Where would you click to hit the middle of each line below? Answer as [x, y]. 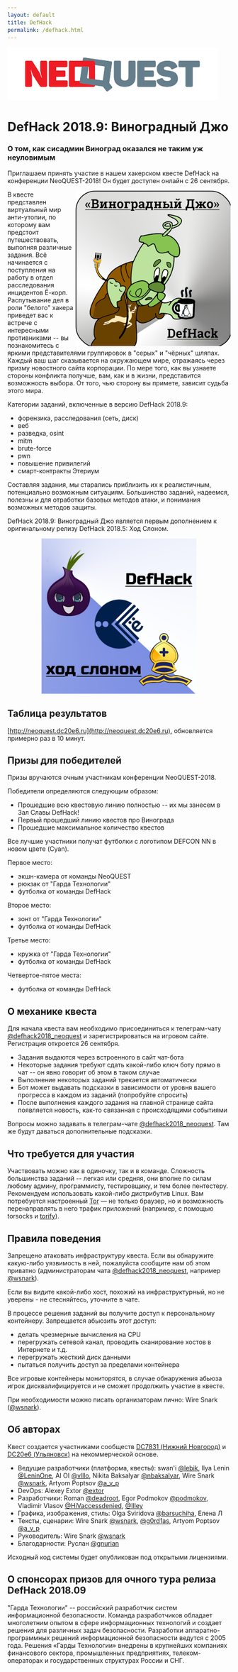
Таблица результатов [57, 714]
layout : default [31, 15]
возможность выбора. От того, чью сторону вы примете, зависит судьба [118, 383]
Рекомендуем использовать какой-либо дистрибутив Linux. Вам [106, 1194]
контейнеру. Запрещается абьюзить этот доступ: [82, 1321]
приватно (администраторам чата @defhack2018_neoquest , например [114, 1270]
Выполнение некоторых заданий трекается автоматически [107, 1080]
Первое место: [30, 863]
